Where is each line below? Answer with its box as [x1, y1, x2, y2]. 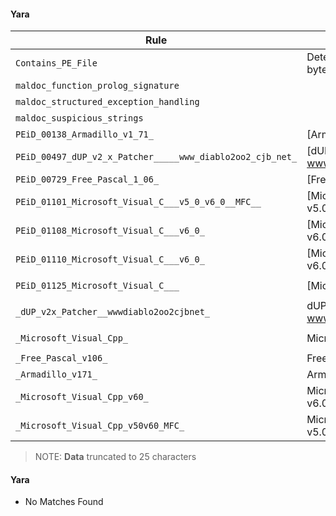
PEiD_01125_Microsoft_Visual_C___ [15, 280, 180, 292]
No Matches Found [24, 496, 104, 508]
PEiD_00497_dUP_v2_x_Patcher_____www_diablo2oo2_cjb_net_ [15, 151, 298, 163]
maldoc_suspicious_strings [15, 113, 144, 124]
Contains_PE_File [15, 58, 98, 69]
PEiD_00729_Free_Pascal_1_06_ [15, 174, 160, 185]
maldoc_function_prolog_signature [15, 80, 180, 92]
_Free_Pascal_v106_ [15, 353, 108, 364]
